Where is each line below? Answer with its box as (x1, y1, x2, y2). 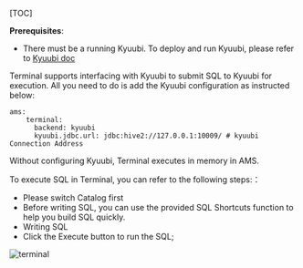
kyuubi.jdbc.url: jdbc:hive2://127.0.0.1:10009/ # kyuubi (33, 131, 259, 140)
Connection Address (9, 139, 84, 149)
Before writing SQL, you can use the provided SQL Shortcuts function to (22, 202, 294, 212)
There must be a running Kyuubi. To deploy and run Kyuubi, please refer (22, 43, 295, 54)
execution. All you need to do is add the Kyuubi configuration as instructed (9, 80, 290, 90)
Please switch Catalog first (22, 192, 124, 203)
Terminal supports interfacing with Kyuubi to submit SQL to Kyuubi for (9, 70, 272, 81)
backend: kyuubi (33, 123, 96, 132)
